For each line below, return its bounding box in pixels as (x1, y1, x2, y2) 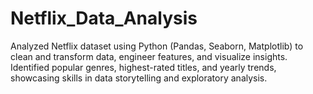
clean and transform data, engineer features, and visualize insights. (10, 50, 288, 62)
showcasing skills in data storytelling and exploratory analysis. (10, 72, 268, 84)
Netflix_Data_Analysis (10, 7, 198, 30)
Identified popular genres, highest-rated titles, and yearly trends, (10, 61, 277, 73)
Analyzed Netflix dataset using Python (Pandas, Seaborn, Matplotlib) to (10, 40, 304, 52)
